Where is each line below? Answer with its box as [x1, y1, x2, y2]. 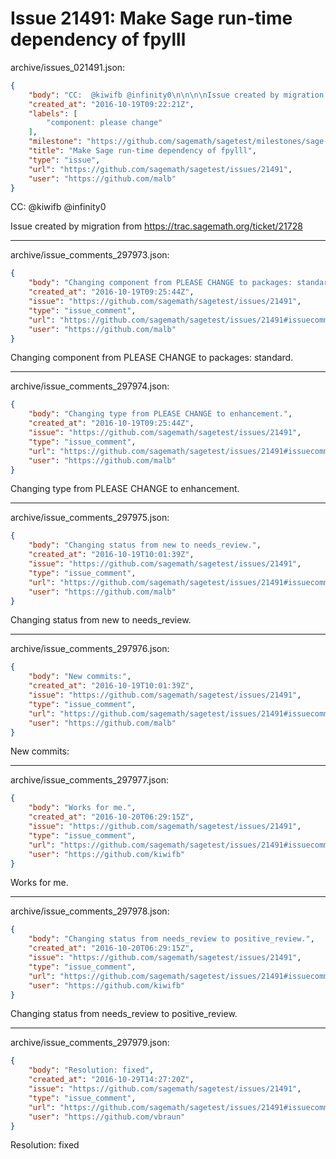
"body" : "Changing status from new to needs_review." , [28, 540, 262, 551]
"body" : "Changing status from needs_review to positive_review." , [28, 934, 315, 944]
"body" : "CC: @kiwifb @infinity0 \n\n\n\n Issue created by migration [28, 90, 325, 100]
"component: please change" [46, 118, 163, 128]
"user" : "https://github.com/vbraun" [28, 1112, 186, 1122]
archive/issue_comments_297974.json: [10, 380, 170, 392]
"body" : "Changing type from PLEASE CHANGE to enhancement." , [28, 409, 293, 419]
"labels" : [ [28, 108, 78, 119]
